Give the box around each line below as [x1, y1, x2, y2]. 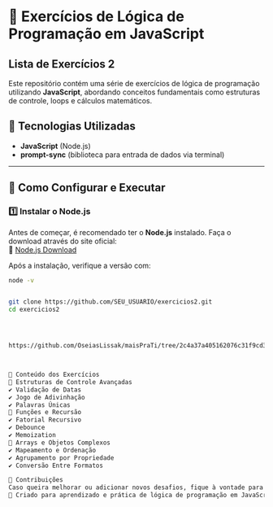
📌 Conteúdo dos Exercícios [8, 370, 100, 378]
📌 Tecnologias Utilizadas [8, 120, 136, 133]
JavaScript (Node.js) [19, 141, 91, 151]
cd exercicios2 [8, 305, 60, 314]
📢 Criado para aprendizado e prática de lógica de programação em [8, 492, 238, 500]
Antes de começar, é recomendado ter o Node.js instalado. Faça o [8, 227, 232, 237]
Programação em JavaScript [8, 24, 205, 43]
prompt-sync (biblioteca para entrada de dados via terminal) [19, 150, 225, 160]
